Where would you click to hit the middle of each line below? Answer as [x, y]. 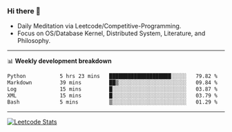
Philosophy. [33, 41]
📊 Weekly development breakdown [59, 61]
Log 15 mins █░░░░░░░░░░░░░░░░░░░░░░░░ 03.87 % [112, 89]
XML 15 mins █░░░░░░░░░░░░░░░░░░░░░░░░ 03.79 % [112, 95]
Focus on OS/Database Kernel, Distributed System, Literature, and [111, 33]
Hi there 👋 [24, 11]
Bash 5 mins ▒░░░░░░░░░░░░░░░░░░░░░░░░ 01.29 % [112, 102]
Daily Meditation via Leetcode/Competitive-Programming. [99, 26]
